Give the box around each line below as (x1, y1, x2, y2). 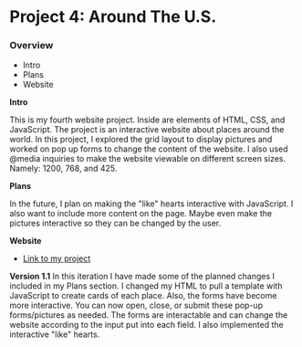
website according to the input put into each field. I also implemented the (9, 320, 285, 331)
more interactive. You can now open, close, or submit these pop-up (9, 300, 263, 311)
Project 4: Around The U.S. (9, 6, 217, 27)
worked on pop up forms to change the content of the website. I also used (9, 143, 288, 154)
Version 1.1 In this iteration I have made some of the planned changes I (9, 271, 276, 282)
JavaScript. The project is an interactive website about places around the (9, 124, 285, 135)
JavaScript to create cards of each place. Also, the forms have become (9, 290, 277, 301)
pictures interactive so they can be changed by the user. (9, 217, 222, 229)
